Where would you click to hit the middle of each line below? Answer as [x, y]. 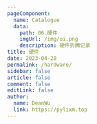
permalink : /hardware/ [40, 65]
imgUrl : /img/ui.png [49, 39]
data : [21, 26]
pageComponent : [29, 13]
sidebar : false [29, 71]
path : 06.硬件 [39, 33]
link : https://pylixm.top [51, 110]
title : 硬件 [23, 52]
